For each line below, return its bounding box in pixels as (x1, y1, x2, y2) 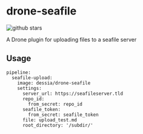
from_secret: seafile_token (28, 112, 99, 118)
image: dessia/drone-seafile (17, 80, 91, 86)
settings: (17, 85, 42, 91)
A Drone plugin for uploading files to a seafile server (6, 36, 137, 43)
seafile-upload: (12, 74, 53, 81)
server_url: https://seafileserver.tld (22, 91, 123, 97)
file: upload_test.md (22, 116, 78, 123)
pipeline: (6, 69, 32, 75)
